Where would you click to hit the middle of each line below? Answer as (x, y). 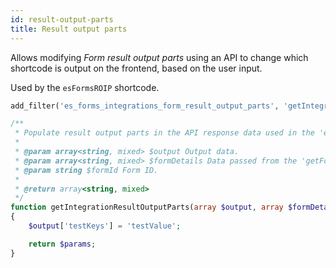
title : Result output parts (69, 29)
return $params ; (62, 244)
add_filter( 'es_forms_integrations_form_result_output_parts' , (145, 106)
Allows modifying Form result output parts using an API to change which (159, 57)
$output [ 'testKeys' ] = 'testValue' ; (105, 226)
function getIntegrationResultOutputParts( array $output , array (147, 207)
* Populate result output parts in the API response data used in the (164, 133)
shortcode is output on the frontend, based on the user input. (136, 68)
